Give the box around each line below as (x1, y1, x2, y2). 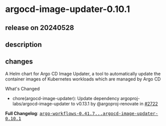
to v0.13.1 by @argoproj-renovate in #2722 (70, 100, 158, 106)
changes (5, 57, 33, 66)
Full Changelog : (5, 110, 38, 116)
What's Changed (5, 85, 40, 91)
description (5, 40, 42, 48)
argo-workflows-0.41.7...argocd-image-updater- (39, 110, 158, 116)
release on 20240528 (5, 23, 74, 32)
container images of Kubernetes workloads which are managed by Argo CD (5, 76, 161, 82)
